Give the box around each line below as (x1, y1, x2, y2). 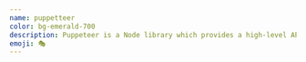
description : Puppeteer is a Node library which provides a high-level (9, 30, 287, 39)
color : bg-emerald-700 (9, 22, 96, 31)
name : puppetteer (9, 13, 76, 23)
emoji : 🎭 (9, 38, 46, 48)
